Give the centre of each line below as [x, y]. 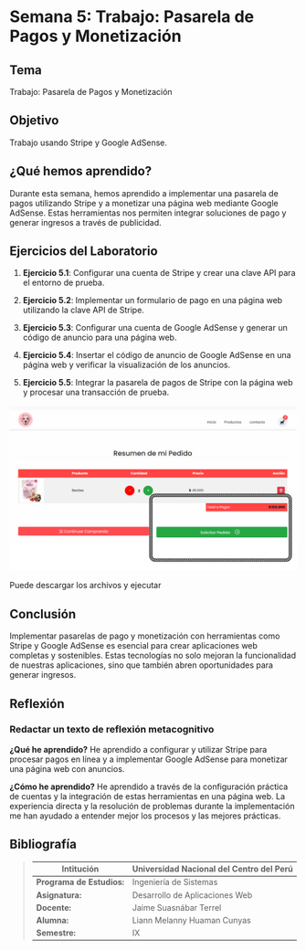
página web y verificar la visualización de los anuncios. [127, 365]
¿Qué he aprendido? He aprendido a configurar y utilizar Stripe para [138, 749]
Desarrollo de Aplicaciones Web [192, 895]
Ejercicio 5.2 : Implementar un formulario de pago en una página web [153, 301]
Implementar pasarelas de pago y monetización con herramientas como [145, 636]
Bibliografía [43, 844]
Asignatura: [59, 895]
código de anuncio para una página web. [100, 338]
